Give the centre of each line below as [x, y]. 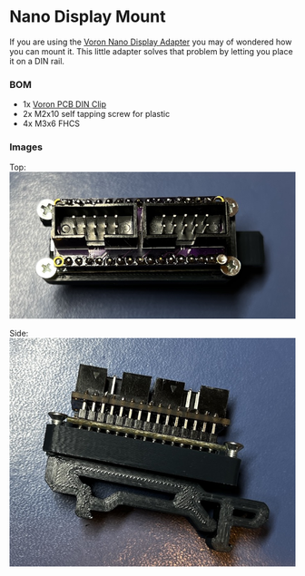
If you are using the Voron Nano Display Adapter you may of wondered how [151, 42]
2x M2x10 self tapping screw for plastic [96, 114]
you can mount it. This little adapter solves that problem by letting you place [151, 51]
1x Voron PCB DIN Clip [64, 104]
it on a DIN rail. [37, 61]
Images [26, 147]
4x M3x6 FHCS [51, 123]
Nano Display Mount [88, 17]
